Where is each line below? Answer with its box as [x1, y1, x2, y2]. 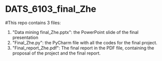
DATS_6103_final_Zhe [5, 3, 97, 15]
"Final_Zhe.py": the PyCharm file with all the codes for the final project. [12, 39, 158, 45]
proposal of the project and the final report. [12, 50, 101, 56]
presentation [12, 34, 39, 40]
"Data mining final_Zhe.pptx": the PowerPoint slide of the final [12, 29, 139, 35]
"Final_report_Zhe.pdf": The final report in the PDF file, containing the [12, 45, 155, 51]
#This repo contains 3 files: [5, 20, 61, 26]
